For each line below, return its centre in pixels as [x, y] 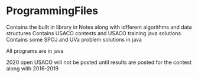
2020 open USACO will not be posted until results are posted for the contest [99, 62]
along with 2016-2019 [33, 68]
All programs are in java [35, 50]
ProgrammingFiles [52, 11]
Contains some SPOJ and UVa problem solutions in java [74, 39]
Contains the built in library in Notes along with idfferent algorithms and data [99, 27]
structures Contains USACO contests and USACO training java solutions [94, 33]
